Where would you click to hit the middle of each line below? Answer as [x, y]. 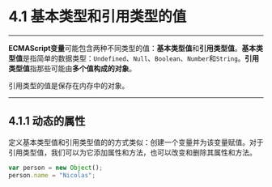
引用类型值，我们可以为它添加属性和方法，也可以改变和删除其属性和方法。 [132, 152]
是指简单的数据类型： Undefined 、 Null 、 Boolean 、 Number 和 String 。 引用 [141, 58]
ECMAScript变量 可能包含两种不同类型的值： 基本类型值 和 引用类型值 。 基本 [132, 48]
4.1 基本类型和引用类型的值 [98, 17]
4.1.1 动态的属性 [47, 121]
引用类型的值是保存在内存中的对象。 [69, 85]
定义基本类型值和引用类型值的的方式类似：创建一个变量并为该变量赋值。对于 [136, 142]
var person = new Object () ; [56, 168]
